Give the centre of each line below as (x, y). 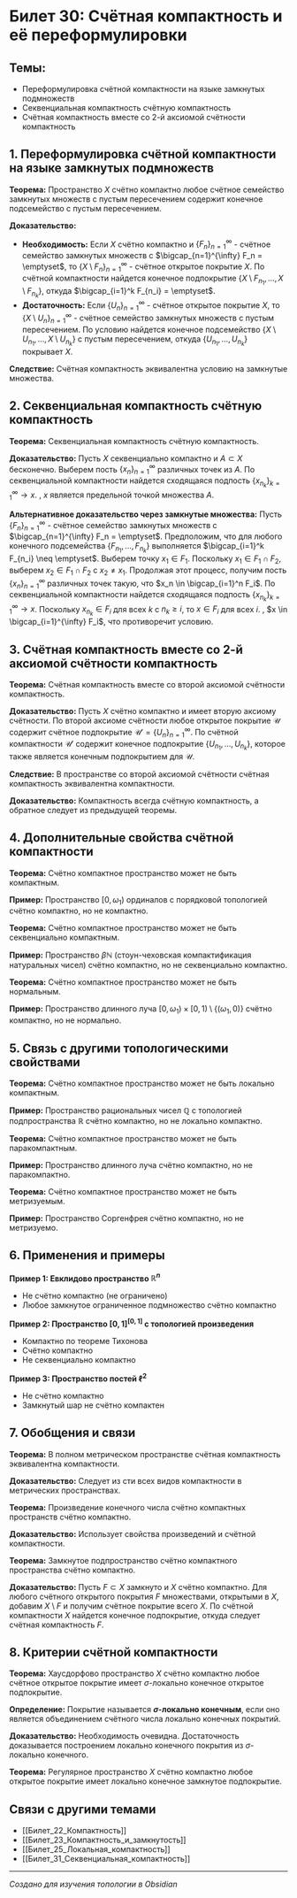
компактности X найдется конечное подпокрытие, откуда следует (135, 1615)
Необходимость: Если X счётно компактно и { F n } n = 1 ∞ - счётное (146, 244)
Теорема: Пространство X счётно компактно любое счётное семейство (147, 189)
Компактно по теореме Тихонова (85, 1341)
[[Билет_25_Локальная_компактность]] (96, 1849)
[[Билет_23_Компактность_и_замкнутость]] (104, 1840)
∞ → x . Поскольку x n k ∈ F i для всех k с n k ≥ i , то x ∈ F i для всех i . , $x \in (150, 610)
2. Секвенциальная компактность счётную (136, 406)
